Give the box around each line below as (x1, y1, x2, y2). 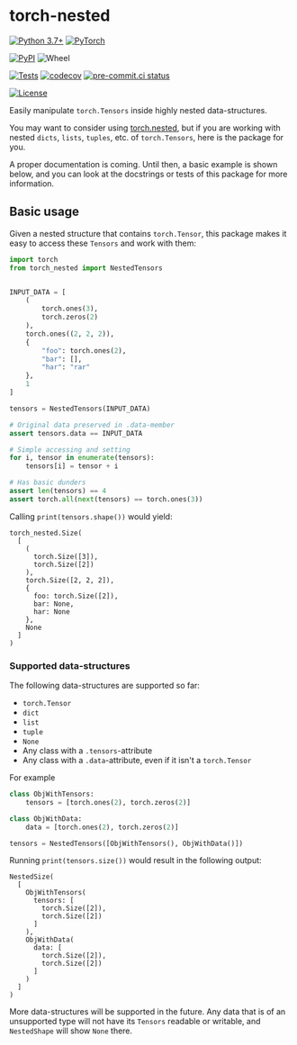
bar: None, (32, 599, 75, 608)
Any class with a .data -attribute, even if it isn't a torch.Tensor (22, 755, 252, 766)
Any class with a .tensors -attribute (22, 745, 153, 756)
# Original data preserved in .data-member (9, 420, 175, 429)
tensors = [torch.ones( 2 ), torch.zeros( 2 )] (25, 797, 192, 806)
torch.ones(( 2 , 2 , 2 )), (25, 329, 115, 338)
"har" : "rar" (41, 363, 91, 372)
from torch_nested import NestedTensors (9, 263, 164, 273)
